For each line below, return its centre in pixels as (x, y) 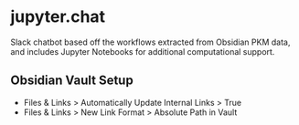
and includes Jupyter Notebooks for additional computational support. (143, 51)
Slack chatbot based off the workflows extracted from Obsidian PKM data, (150, 42)
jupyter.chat (58, 17)
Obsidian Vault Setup (72, 81)
